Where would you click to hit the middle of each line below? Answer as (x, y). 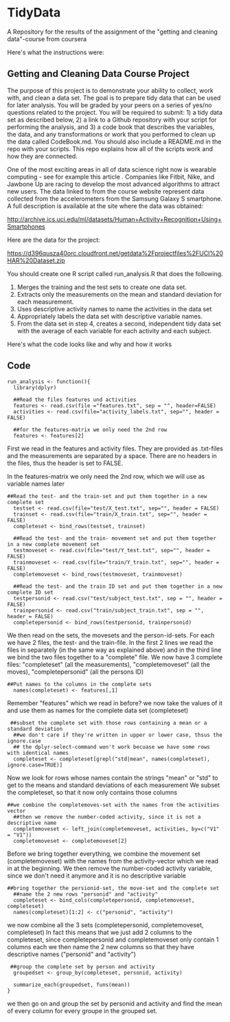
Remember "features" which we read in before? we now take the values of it (115, 703)
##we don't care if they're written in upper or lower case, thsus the (118, 735)
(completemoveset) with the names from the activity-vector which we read (113, 861)
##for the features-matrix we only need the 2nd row (90, 430)
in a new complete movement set (53, 544)
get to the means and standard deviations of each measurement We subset (114, 785)
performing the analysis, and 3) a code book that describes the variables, (111, 127)
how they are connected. (42, 156)
